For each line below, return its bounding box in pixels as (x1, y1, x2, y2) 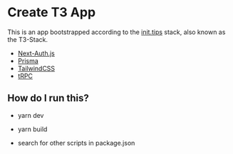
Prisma (17, 56, 39, 65)
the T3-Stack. (7, 35, 48, 43)
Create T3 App (7, 4, 96, 21)
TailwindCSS (17, 64, 56, 72)
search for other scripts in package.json (17, 138, 135, 147)
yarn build (17, 125, 48, 133)
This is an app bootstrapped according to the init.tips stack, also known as (7, 28, 226, 36)
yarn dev (17, 111, 44, 119)
